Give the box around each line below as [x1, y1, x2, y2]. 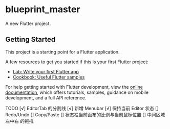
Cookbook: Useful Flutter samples [12, 74, 85, 80]
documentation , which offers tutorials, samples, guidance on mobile [5, 89, 148, 95]
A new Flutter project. [5, 20, 51, 27]
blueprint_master [5, 4, 80, 15]
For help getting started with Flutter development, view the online [5, 84, 143, 90]
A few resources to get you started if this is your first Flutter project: [5, 59, 148, 65]
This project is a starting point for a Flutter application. [5, 48, 120, 55]
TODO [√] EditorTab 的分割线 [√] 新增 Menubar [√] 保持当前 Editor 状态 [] [5, 105, 159, 111]
